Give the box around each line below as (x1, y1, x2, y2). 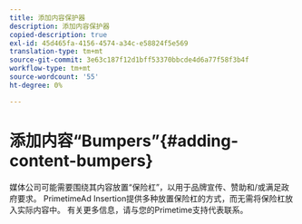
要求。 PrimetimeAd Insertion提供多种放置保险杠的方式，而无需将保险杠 (16, 192, 286, 204)
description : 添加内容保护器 (9, 22, 111, 31)
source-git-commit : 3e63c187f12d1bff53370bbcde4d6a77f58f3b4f (9, 55, 249, 64)
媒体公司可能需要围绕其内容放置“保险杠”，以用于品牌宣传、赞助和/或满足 (9, 181, 282, 192)
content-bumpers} (9, 151, 154, 170)
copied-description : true (9, 30, 107, 39)
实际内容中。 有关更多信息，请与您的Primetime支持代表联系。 (16, 204, 248, 215)
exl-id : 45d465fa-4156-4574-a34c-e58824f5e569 (9, 38, 189, 48)
